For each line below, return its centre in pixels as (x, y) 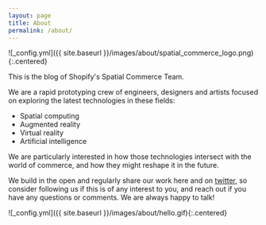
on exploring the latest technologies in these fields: (92, 101)
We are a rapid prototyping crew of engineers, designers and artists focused (133, 92)
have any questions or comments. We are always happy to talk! (112, 198)
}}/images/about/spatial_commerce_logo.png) (178, 53)
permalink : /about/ (40, 30)
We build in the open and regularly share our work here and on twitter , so (128, 180)
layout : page (30, 16)
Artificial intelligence (53, 142)
